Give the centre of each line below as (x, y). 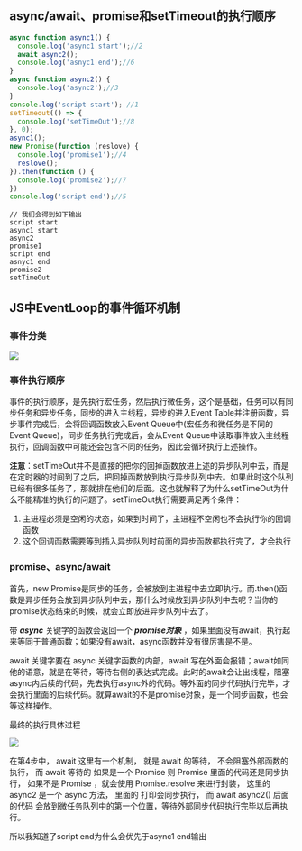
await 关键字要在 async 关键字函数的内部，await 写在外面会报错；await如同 (150, 660)
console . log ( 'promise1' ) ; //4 (72, 155)
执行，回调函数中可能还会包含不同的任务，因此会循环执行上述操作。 (136, 447)
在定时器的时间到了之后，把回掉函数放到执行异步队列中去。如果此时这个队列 (151, 477)
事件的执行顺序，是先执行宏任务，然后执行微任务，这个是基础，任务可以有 (147, 402)
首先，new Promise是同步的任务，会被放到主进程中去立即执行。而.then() (144, 588)
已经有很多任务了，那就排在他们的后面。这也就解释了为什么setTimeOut (142, 489)
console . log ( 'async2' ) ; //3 (68, 88)
